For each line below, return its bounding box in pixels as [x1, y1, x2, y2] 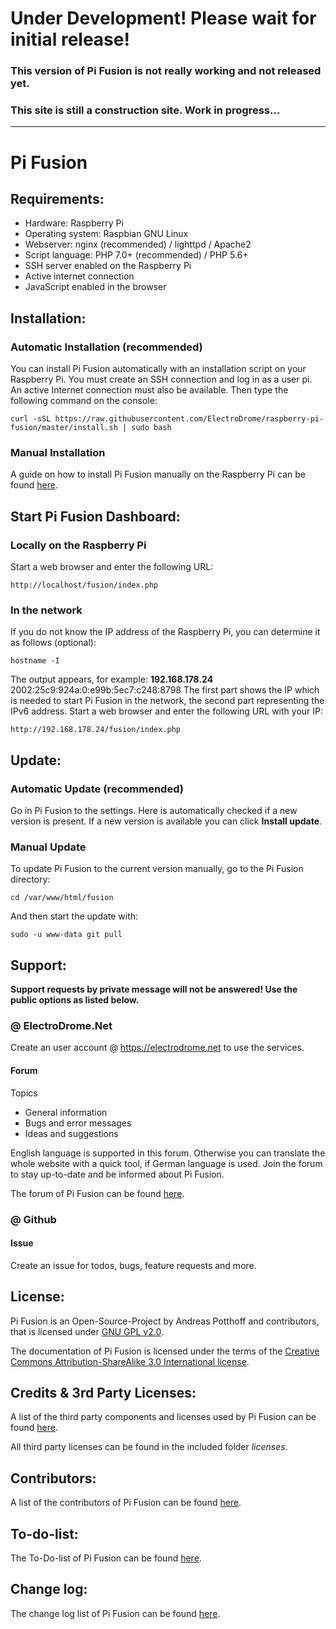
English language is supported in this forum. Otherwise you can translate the [10, 1147, 326, 1159]
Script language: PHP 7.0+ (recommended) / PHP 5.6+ [24, 249, 249, 261]
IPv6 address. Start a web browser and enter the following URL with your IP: [10, 705, 324, 717]
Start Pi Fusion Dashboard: [10, 508, 181, 525]
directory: [10, 873, 51, 886]
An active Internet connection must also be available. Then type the [10, 384, 289, 396]
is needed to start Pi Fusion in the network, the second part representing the [10, 695, 325, 707]
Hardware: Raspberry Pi [24, 217, 124, 229]
